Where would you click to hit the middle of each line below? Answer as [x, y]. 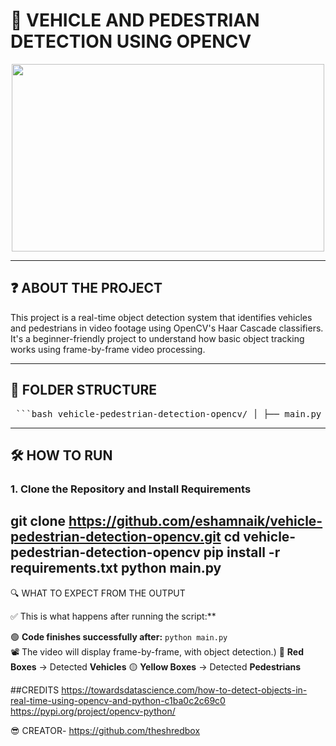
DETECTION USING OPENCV [131, 41]
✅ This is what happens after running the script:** [113, 616]
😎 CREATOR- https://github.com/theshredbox [105, 730]
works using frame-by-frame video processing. [108, 349]
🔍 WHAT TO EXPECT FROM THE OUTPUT [98, 593]
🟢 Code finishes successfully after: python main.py [119, 636]
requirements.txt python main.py [116, 568]
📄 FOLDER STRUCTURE [84, 390]
